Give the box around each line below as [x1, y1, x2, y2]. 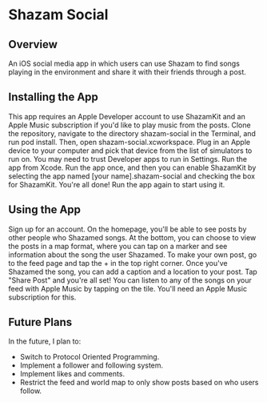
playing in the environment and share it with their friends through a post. [8, 67, 246, 77]
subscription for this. [8, 292, 77, 302]
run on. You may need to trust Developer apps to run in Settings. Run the [8, 154, 248, 163]
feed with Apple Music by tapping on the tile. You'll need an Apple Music [8, 283, 248, 293]
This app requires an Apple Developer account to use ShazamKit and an [8, 111, 245, 121]
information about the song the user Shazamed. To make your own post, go [8, 250, 257, 259]
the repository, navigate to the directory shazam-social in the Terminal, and [8, 128, 256, 138]
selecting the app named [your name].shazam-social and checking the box [8, 171, 256, 181]
